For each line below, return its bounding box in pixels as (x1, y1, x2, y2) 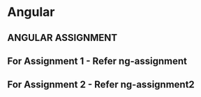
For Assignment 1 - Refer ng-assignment (7, 55, 187, 67)
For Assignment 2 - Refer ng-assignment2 (7, 79, 195, 91)
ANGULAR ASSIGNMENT (7, 32, 117, 44)
